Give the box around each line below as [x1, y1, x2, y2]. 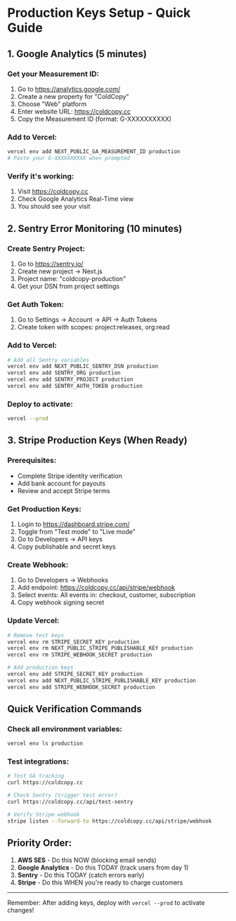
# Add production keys [7, 664, 74, 672]
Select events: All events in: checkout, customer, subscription [17, 591, 196, 599]
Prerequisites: [7, 455, 57, 465]
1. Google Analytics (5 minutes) [7, 48, 147, 60]
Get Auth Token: [7, 299, 65, 309]
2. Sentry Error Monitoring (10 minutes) [7, 223, 183, 235]
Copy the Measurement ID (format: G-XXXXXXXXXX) [17, 115, 172, 123]
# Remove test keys [7, 632, 65, 639]
